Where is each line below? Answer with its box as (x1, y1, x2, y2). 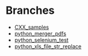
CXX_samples (14, 23, 49, 31)
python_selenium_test (14, 36, 69, 43)
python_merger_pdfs (14, 30, 67, 37)
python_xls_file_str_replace (14, 43, 82, 50)
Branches (5, 4, 55, 17)
